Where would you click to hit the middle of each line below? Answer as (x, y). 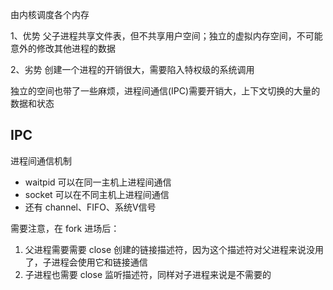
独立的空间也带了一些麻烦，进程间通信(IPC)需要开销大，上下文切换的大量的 (165, 91)
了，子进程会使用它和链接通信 (86, 262)
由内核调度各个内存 (50, 14)
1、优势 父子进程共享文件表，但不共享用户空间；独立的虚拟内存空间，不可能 (166, 36)
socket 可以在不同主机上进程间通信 (97, 194)
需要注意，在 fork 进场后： (65, 228)
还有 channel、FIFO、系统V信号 (90, 207)
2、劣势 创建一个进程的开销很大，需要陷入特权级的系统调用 (132, 69)
